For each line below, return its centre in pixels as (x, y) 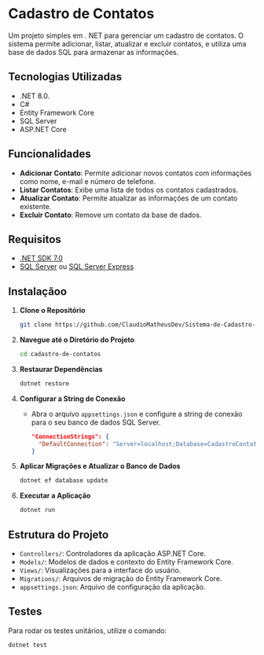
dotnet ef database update (64, 480)
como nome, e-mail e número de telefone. (88, 181)
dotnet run (37, 510)
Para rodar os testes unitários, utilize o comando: (88, 631)
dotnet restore (44, 383)
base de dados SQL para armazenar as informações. (93, 52)
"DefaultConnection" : (74, 444)
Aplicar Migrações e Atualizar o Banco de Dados (100, 466)
